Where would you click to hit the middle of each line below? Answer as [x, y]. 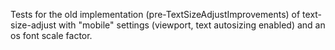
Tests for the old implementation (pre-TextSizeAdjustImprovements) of [155, 14]
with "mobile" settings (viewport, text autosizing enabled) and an [192, 25]
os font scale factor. [51, 35]
